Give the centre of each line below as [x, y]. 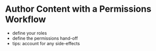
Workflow [26, 19]
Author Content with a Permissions [78, 9]
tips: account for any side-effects [46, 43]
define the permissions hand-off [45, 38]
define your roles [30, 33]
